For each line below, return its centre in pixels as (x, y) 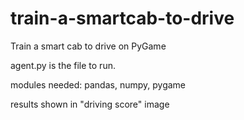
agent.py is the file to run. (63, 65)
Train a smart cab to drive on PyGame (88, 46)
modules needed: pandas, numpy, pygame (98, 84)
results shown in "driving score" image (90, 104)
